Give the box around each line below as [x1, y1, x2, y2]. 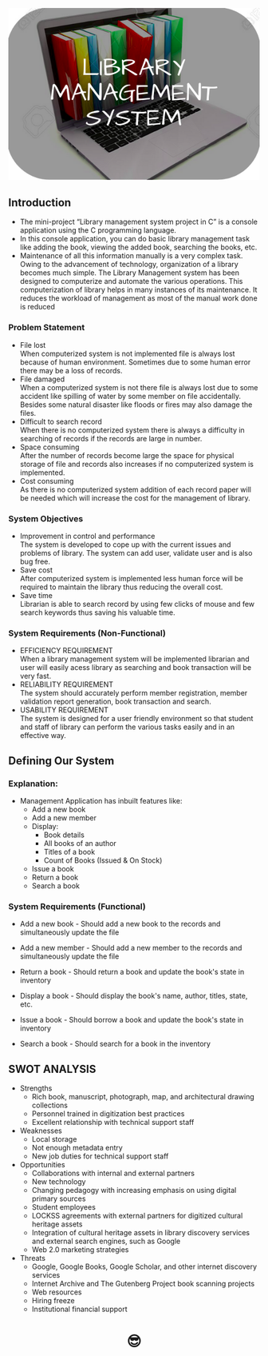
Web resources [31, 1287, 82, 1297]
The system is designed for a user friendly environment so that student [19, 714, 254, 724]
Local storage [31, 1134, 77, 1143]
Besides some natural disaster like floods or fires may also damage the [19, 400, 253, 409]
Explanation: [8, 778, 58, 789]
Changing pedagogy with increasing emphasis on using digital [31, 1185, 237, 1194]
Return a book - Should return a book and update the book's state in [19, 967, 245, 977]
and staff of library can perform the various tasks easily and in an [19, 722, 235, 732]
